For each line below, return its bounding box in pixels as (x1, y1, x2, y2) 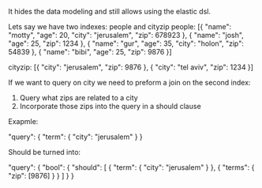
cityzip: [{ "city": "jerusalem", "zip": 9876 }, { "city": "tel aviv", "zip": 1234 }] (8, 62, 254, 72)
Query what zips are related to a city (19, 93, 138, 102)
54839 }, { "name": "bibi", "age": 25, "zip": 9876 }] (8, 47, 172, 56)
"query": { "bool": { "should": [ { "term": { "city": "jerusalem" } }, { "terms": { (8, 163, 255, 172)
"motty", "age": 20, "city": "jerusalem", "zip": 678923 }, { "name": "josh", (8, 31, 245, 39)
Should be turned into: (8, 148, 81, 156)
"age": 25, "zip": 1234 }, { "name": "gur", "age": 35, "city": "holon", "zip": (8, 39, 245, 48)
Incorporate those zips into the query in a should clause (19, 102, 201, 111)
